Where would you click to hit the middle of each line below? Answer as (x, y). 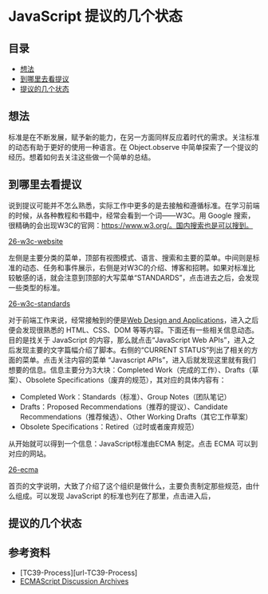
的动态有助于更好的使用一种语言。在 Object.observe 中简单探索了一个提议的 (134, 147)
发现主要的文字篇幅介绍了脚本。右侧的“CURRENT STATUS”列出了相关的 (133, 350)
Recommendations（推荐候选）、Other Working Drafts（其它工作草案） (136, 416)
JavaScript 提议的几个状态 (96, 16)
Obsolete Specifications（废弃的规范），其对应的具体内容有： (126, 380)
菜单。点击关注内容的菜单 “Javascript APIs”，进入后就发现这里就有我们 (139, 360)
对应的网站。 (29, 453)
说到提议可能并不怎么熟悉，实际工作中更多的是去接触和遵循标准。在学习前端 (134, 205)
